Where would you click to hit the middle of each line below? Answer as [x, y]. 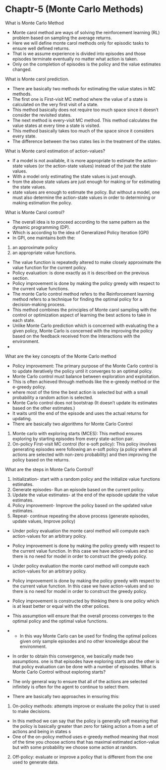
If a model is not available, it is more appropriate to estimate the [77, 160]
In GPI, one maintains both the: [44, 238]
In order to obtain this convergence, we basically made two [73, 656]
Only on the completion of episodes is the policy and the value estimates [86, 64]
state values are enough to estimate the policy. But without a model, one [86, 192]
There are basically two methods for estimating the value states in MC [84, 88]
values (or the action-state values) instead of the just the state [87, 166]
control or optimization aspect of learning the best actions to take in [82, 315]
